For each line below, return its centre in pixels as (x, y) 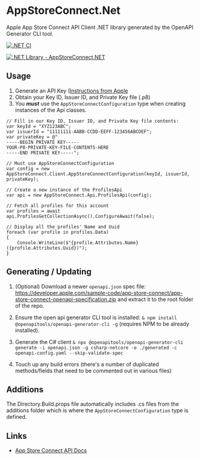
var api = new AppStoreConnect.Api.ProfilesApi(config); (79, 195)
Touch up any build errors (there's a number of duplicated (87, 364)
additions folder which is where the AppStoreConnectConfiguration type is (97, 410)
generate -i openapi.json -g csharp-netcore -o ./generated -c (96, 348)
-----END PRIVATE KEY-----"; (43, 153)
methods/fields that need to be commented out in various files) (93, 371)
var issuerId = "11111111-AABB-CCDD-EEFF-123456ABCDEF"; (79, 131)
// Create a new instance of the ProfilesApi (64, 190)
